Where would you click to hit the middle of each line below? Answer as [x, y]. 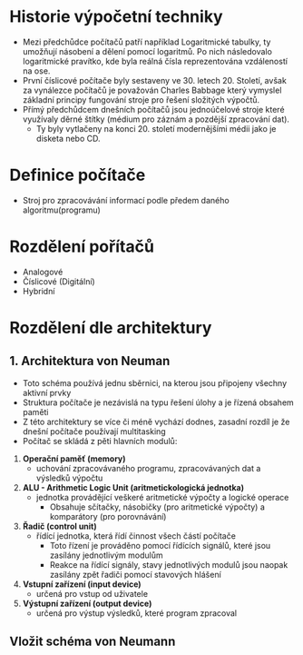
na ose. [36, 71]
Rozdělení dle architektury [111, 328]
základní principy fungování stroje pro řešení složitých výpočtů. [141, 99]
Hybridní [39, 291]
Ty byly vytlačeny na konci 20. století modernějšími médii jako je [156, 128]
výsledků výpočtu [69, 478]
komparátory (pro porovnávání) [108, 516]
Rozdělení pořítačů [82, 247]
